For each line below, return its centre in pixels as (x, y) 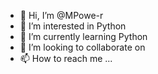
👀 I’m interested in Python (73, 26)
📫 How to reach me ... (66, 58)
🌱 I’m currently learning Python (83, 36)
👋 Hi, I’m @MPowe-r (61, 15)
